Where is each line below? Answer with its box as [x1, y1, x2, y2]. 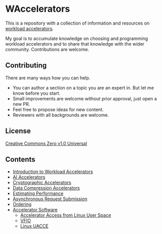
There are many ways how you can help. [5, 75, 91, 81]
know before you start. [12, 90, 61, 96]
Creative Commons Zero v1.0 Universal [5, 140, 88, 146]
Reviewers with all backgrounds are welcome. [12, 112, 109, 118]
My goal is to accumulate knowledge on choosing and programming [5, 35, 148, 41]
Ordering [12, 201, 32, 207]
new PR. [12, 101, 31, 107]
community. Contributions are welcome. [5, 46, 89, 52]
